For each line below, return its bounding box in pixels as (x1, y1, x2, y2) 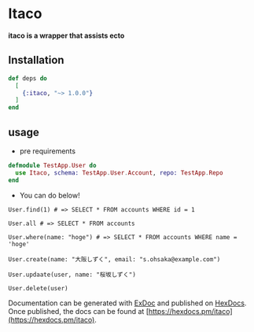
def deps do (8, 74, 47, 83)
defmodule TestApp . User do (8, 161, 97, 169)
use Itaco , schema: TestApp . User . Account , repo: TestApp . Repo (15, 168, 223, 177)
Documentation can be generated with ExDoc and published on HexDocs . (8, 298, 247, 308)
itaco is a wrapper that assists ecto (8, 31, 125, 40)
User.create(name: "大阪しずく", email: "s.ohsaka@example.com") (8, 255, 221, 264)
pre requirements (19, 146, 76, 156)
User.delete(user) (8, 284, 68, 292)
